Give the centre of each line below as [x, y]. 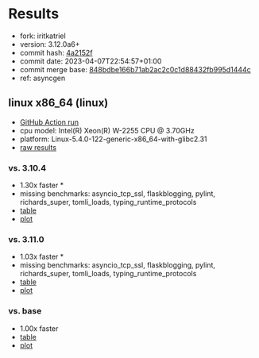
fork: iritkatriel [43, 36]
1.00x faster [39, 328]
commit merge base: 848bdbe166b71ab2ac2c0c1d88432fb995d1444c [135, 69]
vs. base [25, 311]
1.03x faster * [42, 257]
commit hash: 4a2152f [56, 52]
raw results [38, 147]
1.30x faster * [42, 185]
